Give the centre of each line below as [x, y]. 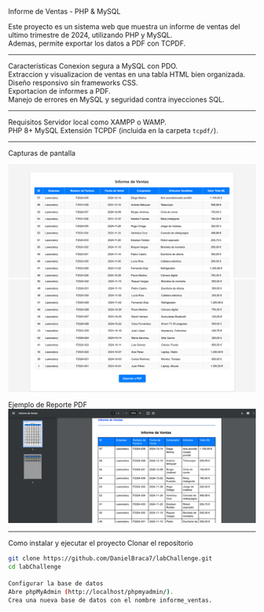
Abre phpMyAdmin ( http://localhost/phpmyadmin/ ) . [91, 592]
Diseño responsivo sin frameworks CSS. [73, 83]
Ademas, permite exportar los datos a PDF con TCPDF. [97, 43]
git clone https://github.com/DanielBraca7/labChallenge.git [110, 558]
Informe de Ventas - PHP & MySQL [64, 11]
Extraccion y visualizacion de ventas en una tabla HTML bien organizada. [127, 74]
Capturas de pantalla [42, 153]
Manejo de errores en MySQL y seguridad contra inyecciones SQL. [117, 99]
